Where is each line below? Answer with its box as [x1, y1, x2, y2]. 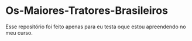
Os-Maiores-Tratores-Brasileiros [5, 4, 168, 17]
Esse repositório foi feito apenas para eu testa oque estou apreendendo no [5, 23, 186, 30]
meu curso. [5, 29, 33, 36]
